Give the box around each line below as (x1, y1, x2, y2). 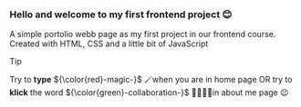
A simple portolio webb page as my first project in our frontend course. (9, 29, 276, 40)
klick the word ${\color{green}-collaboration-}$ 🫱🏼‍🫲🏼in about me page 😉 (9, 87, 289, 98)
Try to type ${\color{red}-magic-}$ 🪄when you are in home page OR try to (9, 74, 293, 85)
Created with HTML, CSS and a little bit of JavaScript (9, 38, 209, 49)
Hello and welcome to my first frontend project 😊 (9, 8, 233, 21)
